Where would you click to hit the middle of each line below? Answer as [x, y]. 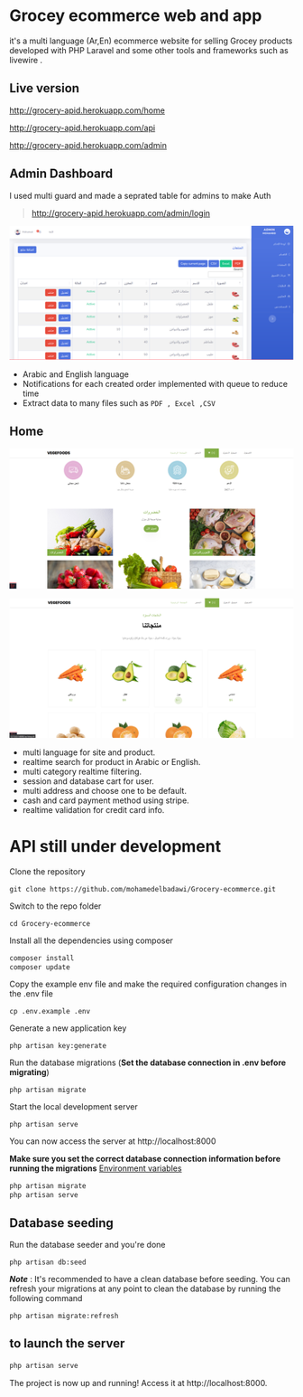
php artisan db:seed [48, 1262]
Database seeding [62, 1223]
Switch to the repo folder [55, 906]
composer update [40, 968]
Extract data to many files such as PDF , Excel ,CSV [119, 402]
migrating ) [29, 1072]
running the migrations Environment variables [96, 1168]
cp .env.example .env [50, 1012]
